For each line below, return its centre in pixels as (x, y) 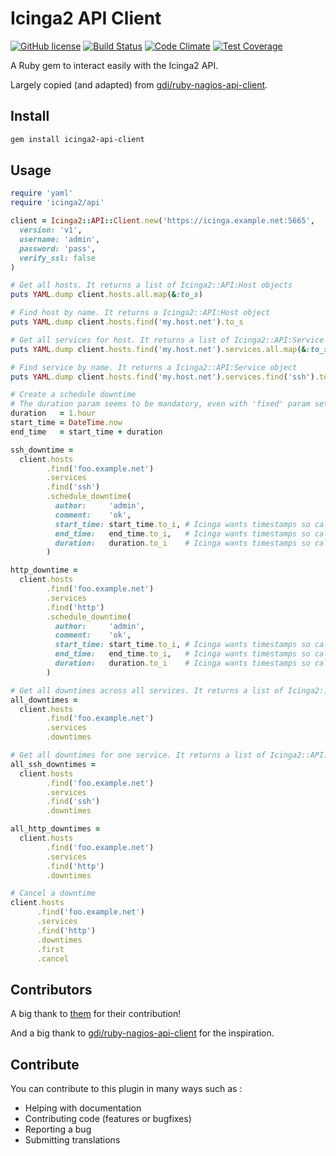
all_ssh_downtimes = (53, 764)
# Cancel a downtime (53, 893)
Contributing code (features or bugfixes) (108, 1119)
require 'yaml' (42, 193)
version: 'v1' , (51, 230)
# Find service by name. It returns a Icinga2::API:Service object (154, 367)
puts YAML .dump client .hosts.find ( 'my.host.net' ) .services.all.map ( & (158, 349)
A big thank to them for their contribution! (96, 1014)
